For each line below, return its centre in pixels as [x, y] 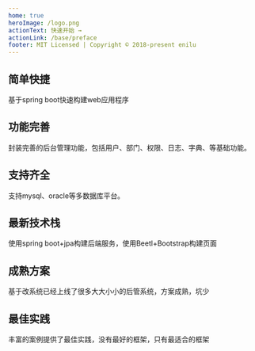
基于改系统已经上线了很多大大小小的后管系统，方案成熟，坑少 [109, 292]
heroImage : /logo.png [44, 23]
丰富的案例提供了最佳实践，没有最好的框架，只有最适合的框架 [109, 339]
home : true [26, 15]
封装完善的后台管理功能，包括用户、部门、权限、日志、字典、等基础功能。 [129, 147]
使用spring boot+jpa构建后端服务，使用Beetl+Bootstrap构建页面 [113, 243]
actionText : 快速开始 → [45, 30]
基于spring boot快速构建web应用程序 [69, 99]
